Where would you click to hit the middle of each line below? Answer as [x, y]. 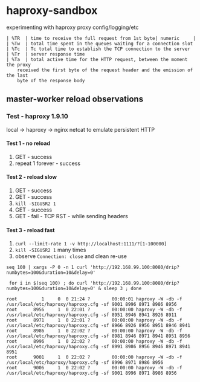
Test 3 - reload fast [31, 230]
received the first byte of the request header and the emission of [105, 70]
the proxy [19, 65]
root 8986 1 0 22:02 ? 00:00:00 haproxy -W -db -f [94, 331]
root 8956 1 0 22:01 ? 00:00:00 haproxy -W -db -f [94, 310]
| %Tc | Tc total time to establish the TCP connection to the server [98, 49]
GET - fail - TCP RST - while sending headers [71, 216]
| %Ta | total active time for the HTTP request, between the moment [97, 59]
